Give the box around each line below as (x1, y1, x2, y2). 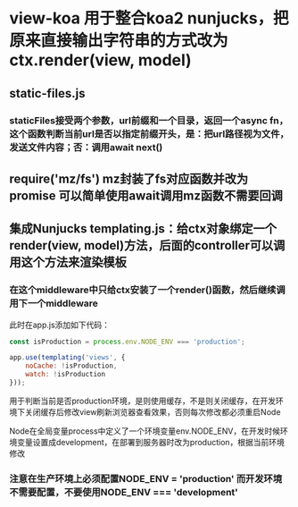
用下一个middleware (9, 297, 98, 309)
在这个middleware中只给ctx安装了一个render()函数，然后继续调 (9, 283, 286, 296)
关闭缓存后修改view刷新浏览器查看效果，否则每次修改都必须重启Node (24, 406, 281, 417)
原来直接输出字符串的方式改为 (9, 30, 229, 51)
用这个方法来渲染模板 (9, 255, 127, 270)
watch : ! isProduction (25, 370, 105, 379)
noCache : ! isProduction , (25, 361, 118, 371)
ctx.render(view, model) (9, 50, 192, 71)
